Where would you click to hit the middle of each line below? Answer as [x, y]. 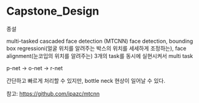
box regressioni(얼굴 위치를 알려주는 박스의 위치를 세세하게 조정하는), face [96, 48]
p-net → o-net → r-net [35, 68]
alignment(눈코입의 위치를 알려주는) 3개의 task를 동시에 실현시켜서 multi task [100, 55]
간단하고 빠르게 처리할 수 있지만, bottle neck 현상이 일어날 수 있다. [86, 80]
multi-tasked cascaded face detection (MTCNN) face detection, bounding [100, 41]
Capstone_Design [53, 11]
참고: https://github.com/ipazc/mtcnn [53, 93]
